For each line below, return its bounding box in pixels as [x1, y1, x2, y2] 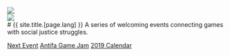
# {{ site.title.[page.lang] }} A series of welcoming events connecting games [7, 21, 224, 28]
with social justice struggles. [7, 28, 88, 36]
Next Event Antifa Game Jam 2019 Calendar [7, 41, 133, 49]
